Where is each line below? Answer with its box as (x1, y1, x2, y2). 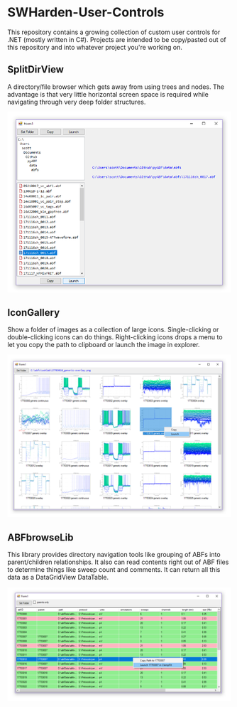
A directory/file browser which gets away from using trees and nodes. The (7, 83, 225, 91)
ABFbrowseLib (7, 531, 74, 543)
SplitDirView (7, 63, 64, 75)
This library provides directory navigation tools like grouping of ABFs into (7, 551, 221, 559)
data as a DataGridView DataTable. (7, 573, 109, 582)
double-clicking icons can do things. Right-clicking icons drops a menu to (7, 333, 223, 341)
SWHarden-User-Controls (7, 4, 165, 21)
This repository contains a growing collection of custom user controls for (7, 28, 221, 36)
